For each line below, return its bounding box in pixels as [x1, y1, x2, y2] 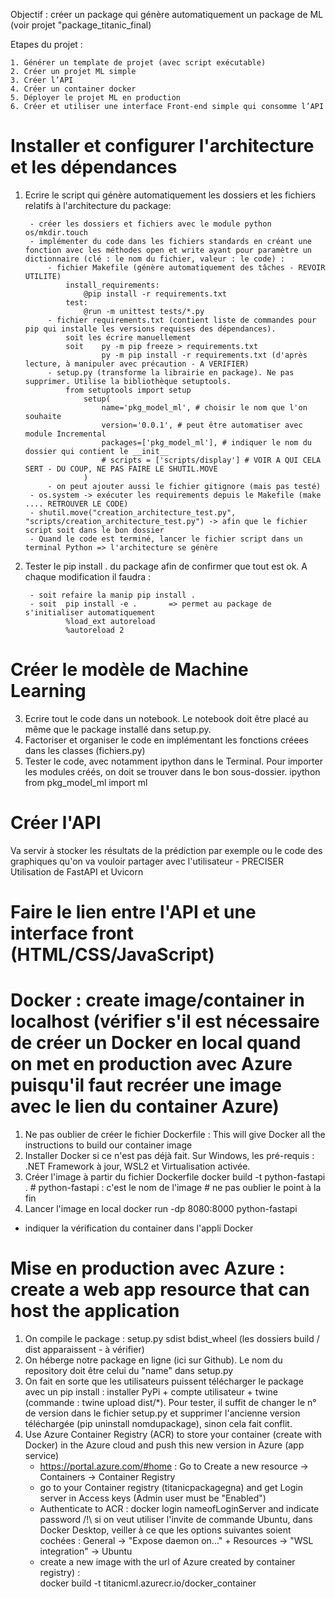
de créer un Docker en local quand [10, 1032, 302, 1054]
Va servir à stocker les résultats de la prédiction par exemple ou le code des [10, 844, 323, 856]
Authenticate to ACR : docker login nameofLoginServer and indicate [39, 1502, 320, 1514]
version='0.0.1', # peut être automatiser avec [101, 420, 303, 430]
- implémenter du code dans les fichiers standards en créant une [29, 236, 312, 246]
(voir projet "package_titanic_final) [10, 19, 152, 31]
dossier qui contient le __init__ [24, 446, 169, 456]
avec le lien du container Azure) [10, 1095, 280, 1118]
